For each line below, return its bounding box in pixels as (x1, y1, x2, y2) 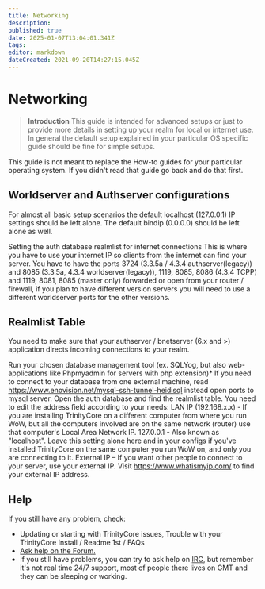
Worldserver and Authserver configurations (8, 188, 230, 202)
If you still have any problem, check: (8, 514, 127, 524)
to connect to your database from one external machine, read (8, 377, 209, 387)
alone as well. (8, 226, 53, 236)
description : (8, 19, 51, 27)
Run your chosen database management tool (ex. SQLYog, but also (8, 360, 227, 370)
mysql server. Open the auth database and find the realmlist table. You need (8, 394, 256, 403)
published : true (8, 26, 62, 34)
